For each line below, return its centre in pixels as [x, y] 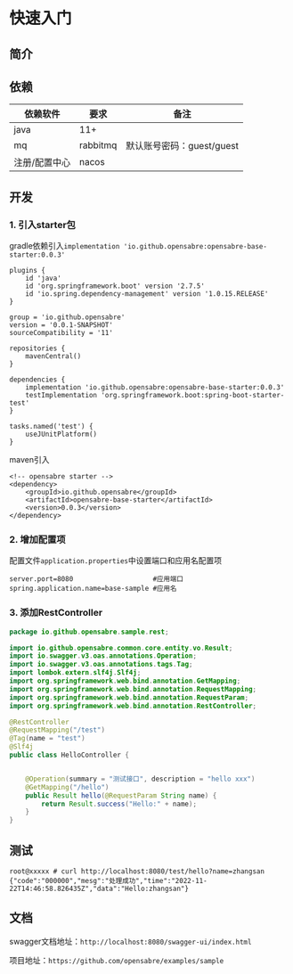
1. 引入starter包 [42, 225]
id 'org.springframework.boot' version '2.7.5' [115, 286]
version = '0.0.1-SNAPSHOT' [61, 325]
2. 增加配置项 [37, 540]
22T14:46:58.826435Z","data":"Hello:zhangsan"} [99, 888]
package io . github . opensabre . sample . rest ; [89, 632]
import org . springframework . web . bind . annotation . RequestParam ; [129, 697]
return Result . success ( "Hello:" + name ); [119, 804]
